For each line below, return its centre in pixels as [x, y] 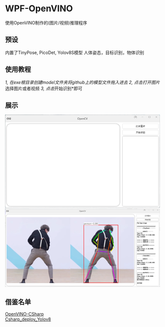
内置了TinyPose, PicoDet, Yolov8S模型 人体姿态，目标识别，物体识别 [75, 53]
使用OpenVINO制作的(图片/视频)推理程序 [46, 23]
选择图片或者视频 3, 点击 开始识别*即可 [44, 88]
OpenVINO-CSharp [25, 314]
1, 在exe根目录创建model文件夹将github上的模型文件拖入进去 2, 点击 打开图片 [82, 82]
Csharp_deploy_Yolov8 [28, 319]
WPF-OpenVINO [39, 9]
